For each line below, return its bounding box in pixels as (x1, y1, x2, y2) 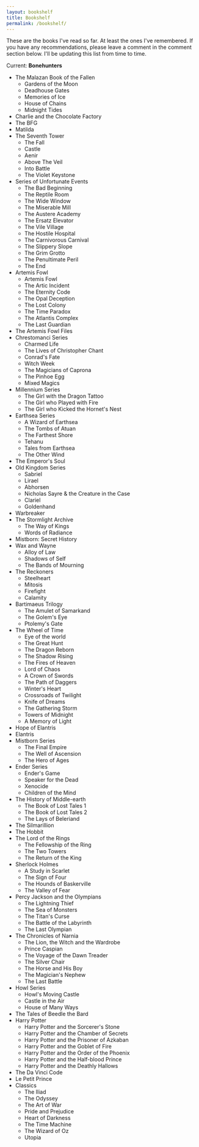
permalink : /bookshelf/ (6, 20, 67, 26)
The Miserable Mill (24, 204, 71, 211)
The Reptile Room (24, 191, 69, 198)
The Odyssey (24, 1095, 58, 1102)
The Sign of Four (24, 873, 67, 881)
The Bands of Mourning (24, 561, 84, 569)
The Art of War (24, 1101, 62, 1108)
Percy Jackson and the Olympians (15, 893, 102, 900)
